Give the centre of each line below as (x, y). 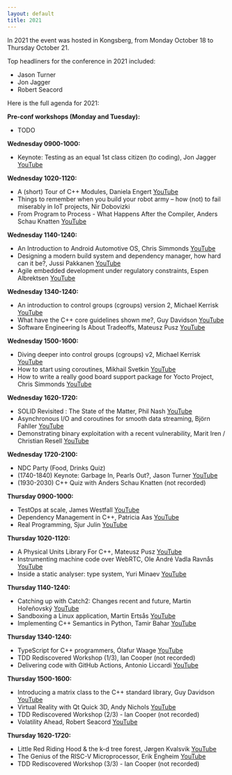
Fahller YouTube (40, 426)
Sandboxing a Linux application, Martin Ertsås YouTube (96, 616)
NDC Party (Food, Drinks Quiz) (61, 468)
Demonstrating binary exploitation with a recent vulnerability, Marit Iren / (121, 433)
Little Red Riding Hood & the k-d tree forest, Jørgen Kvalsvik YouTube (117, 748)
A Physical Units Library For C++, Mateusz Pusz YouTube (100, 552)
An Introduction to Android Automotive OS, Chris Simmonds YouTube (116, 248)
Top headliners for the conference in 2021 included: (81, 61)
